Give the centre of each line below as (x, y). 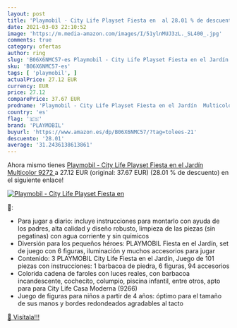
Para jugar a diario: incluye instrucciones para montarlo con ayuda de (119, 221)
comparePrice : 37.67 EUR (44, 99)
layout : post (26, 14)
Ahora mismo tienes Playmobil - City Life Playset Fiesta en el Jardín (105, 165)
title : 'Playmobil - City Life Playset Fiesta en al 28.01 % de (105, 20)
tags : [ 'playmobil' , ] (42, 73)
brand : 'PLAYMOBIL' (36, 125)
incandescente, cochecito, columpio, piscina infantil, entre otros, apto (119, 281)
